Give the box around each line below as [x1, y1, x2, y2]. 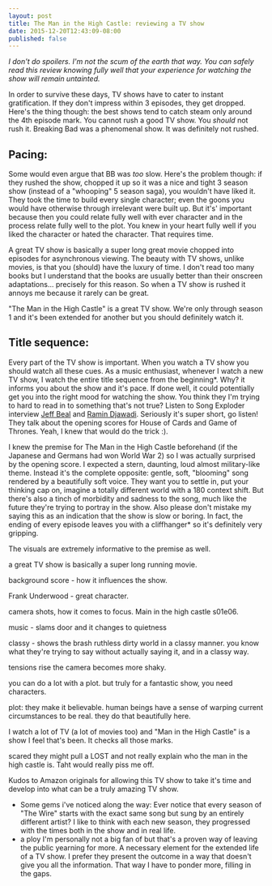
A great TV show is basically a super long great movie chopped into [8, 245, 235, 255]
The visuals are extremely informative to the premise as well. [8, 544, 211, 554]
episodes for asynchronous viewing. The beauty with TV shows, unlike [8, 254, 244, 263]
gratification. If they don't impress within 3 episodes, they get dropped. [8, 98, 246, 108]
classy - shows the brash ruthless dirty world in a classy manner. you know [8, 638, 260, 648]
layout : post [8, 11, 53, 20]
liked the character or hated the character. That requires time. [8, 229, 215, 239]
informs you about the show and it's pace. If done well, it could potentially [8, 383, 255, 393]
